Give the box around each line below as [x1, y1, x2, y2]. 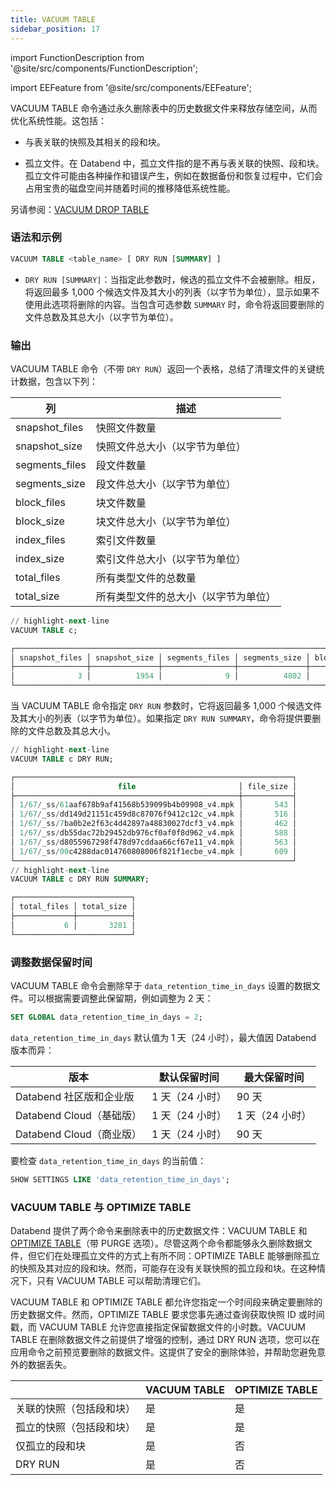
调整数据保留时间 [10, 955, 93, 969]
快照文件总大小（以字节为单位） [95, 439, 247, 453]
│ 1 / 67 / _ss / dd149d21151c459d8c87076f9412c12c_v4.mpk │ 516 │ [10, 809, 298, 820]
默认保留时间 [158, 1070, 220, 1084]
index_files [15, 532, 66, 546]
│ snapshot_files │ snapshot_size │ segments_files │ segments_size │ [10, 652, 311, 663]
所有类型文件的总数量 [95, 571, 197, 585]
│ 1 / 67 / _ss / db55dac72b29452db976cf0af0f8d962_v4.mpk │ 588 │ [10, 828, 298, 838]
